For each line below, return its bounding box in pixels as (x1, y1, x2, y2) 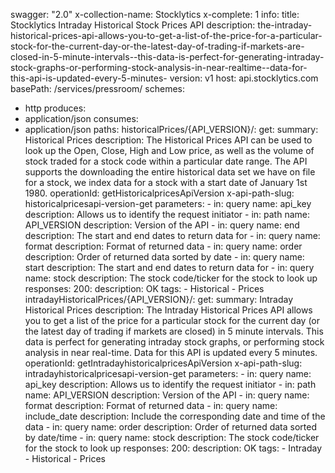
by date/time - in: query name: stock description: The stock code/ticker (24, 432, 320, 443)
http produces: (24, 102, 87, 114)
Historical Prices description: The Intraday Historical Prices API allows (24, 304, 313, 316)
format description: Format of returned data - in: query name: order (24, 240, 303, 252)
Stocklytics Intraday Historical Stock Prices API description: (10, 19, 256, 31)
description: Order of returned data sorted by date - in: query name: (24, 251, 305, 263)
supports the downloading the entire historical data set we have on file (24, 166, 316, 178)
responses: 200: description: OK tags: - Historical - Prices (24, 283, 265, 294)
